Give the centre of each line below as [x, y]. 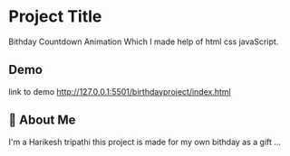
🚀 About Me [42, 120]
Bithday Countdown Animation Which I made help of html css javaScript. [144, 41]
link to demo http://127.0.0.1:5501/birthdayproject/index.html [120, 91]
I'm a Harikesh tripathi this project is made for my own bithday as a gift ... [145, 142]
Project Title [55, 17]
